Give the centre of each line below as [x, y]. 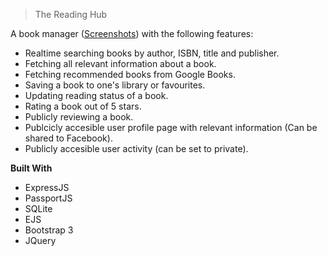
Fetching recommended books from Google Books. [130, 74]
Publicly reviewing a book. [79, 117]
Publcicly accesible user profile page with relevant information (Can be [171, 127]
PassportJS [48, 198]
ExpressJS [47, 187]
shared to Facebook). [68, 138]
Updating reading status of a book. [96, 95]
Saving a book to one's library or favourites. [115, 85]
